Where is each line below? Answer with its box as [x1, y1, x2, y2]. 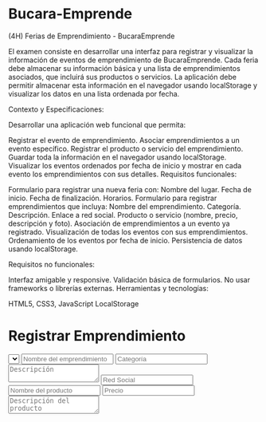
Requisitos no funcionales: [8, 259, 96, 269]
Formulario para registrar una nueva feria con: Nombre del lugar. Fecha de [8, 184, 252, 194]
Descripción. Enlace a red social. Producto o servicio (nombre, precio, [8, 210, 238, 219]
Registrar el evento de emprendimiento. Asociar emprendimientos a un [8, 135, 241, 144]
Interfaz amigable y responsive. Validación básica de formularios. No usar [8, 274, 251, 284]
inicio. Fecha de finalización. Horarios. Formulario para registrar [8, 193, 217, 203]
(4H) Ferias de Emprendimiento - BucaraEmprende [8, 31, 175, 41]
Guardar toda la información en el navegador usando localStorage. [8, 152, 227, 162]
